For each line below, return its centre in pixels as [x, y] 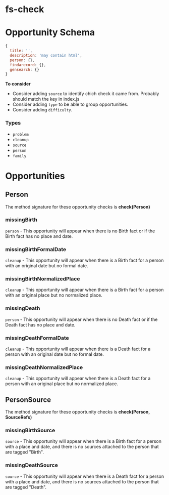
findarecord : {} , [28, 65]
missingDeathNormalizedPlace [44, 367]
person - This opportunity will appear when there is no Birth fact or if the [80, 231]
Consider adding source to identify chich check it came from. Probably [86, 94]
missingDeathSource [32, 465]
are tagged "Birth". [25, 452]
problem [20, 134]
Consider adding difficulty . [42, 110]
